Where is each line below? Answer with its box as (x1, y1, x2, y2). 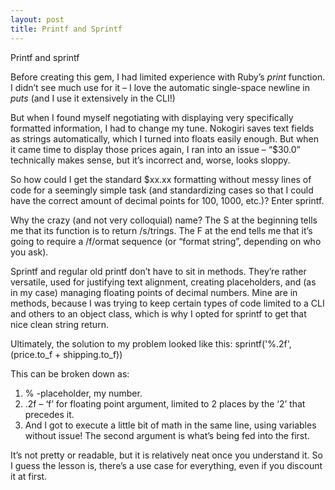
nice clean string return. (10, 318, 109, 330)
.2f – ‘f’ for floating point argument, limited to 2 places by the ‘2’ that (24, 397, 306, 410)
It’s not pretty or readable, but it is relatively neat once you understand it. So (10, 449, 323, 461)
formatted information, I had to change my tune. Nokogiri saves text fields (10, 122, 315, 134)
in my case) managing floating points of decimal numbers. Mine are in (10, 286, 298, 298)
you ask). (10, 246, 49, 258)
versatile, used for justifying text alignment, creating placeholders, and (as (10, 276, 317, 288)
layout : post (10, 14, 65, 25)
